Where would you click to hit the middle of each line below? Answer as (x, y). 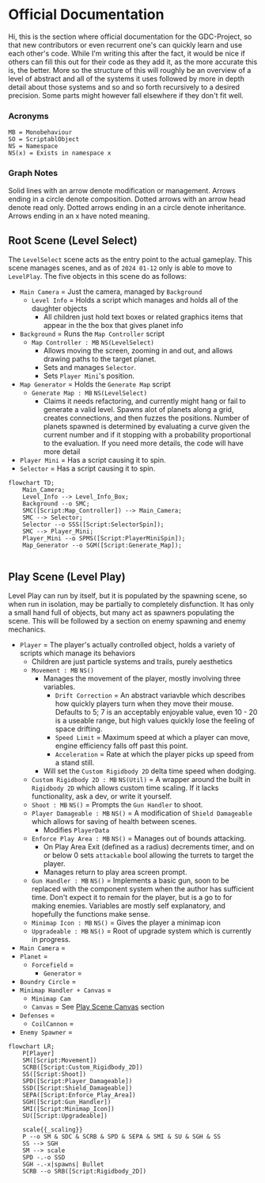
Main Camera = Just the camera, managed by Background (111, 292)
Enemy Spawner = (46, 1032)
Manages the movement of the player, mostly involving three (142, 678)
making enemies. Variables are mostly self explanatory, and (128, 906)
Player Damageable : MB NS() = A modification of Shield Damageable (142, 813)
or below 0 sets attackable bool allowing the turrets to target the (149, 855)
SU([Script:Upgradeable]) (65, 1116)
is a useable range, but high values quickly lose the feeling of (155, 721)
